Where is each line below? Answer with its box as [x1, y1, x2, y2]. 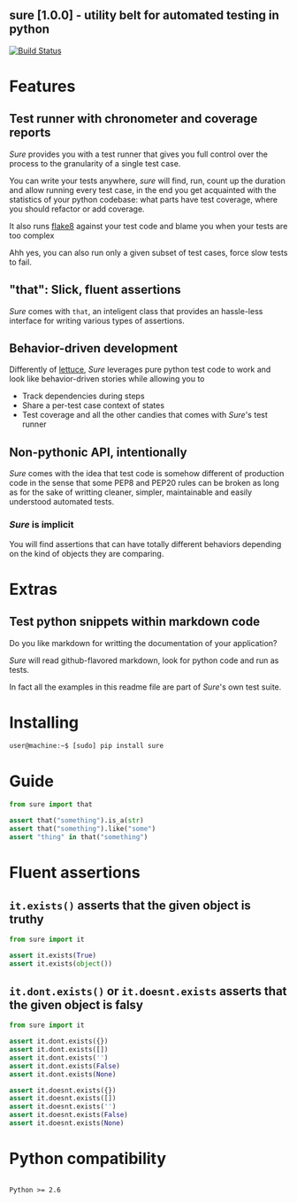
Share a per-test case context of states [21, 400, 165, 411]
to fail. [9, 257, 33, 267]
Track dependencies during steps [21, 390, 145, 402]
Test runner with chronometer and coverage [9, 112, 258, 127]
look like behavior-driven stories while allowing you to [9, 374, 205, 384]
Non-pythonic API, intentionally [9, 444, 187, 459]
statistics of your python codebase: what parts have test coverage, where [9, 194, 278, 204]
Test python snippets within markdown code [9, 614, 261, 629]
